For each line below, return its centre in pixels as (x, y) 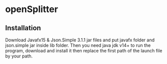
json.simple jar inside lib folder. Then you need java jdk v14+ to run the (78, 45)
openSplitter (32, 9)
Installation (23, 28)
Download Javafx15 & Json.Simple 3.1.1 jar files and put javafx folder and (80, 40)
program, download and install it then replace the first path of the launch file (84, 51)
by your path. (19, 56)
